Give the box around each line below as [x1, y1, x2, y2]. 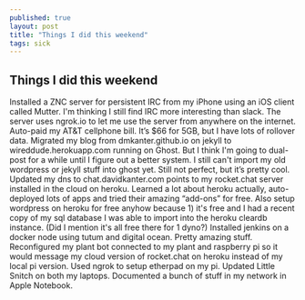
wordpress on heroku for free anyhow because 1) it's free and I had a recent [9, 203, 295, 214]
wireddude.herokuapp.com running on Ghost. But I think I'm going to [9, 145, 267, 155]
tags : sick [9, 38, 51, 48]
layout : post [9, 22, 59, 31]
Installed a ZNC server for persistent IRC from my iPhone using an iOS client [9, 96, 295, 107]
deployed [9, 193, 46, 205]
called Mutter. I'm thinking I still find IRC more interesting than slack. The [9, 106, 281, 117]
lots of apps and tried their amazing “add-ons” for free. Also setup [46, 193, 296, 205]
